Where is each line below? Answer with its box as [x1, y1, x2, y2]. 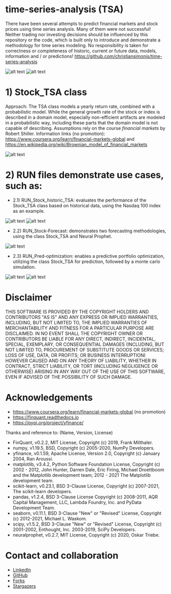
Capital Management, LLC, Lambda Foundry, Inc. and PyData [12, 499, 142, 505]
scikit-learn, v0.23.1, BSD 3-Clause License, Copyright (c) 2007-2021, [12, 482, 160, 489]
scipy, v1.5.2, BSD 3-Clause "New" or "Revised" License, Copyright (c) [12, 521, 162, 527]
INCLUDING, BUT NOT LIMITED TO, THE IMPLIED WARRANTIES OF [5, 319, 147, 325]
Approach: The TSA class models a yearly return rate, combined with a [5, 103, 155, 109]
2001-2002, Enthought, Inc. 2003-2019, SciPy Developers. [12, 526, 137, 533]
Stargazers [12, 583, 36, 589]
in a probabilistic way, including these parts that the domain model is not [5, 119, 158, 126]
